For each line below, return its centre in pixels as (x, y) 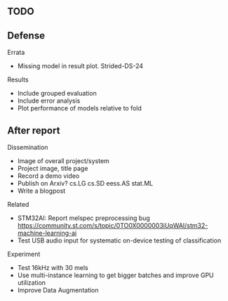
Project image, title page (53, 169)
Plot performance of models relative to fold (80, 108)
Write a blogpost (41, 191)
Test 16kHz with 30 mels (53, 268)
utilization (32, 283)
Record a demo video (48, 176)
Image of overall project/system (63, 161)
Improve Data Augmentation (58, 290)
